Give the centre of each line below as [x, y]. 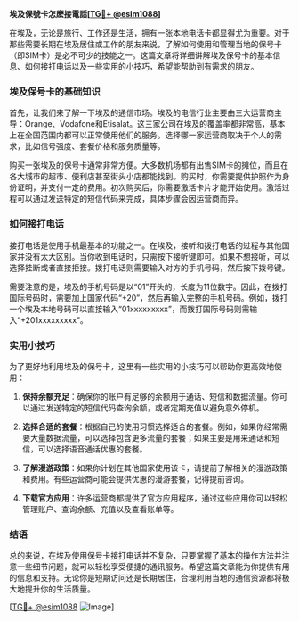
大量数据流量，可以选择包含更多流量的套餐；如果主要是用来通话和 [151, 437]
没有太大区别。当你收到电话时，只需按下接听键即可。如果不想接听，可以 [157, 256]
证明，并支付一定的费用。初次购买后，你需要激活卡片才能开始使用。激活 [149, 187]
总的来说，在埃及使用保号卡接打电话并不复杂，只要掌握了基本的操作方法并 [145, 556]
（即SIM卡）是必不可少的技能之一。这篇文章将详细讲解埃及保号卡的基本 [141, 55]
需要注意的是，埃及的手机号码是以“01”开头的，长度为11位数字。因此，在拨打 [149, 286]
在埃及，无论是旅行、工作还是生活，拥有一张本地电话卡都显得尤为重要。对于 [149, 33]
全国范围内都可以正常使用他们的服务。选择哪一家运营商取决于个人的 [149, 135]
